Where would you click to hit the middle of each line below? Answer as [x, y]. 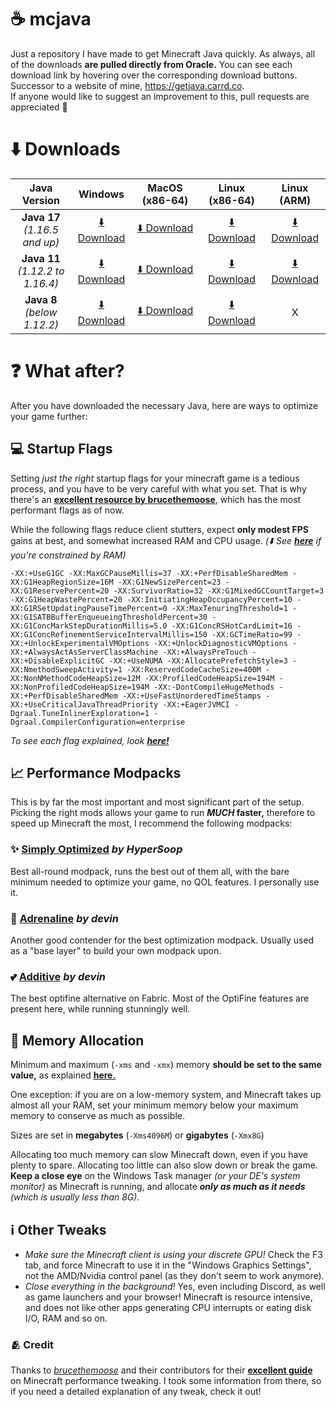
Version [40, 200]
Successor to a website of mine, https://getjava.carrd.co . [127, 85]
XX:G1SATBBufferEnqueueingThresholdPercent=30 [109, 617]
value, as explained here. [63, 1075]
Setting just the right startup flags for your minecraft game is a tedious [155, 478]
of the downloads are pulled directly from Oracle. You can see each [151, 64]
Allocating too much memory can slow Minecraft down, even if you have [159, 1155]
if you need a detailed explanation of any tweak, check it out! [136, 1392]
